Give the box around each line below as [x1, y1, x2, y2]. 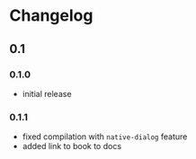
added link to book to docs [22, 141, 122, 152]
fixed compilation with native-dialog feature [22, 131, 188, 142]
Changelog [9, 5, 94, 26]
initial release [22, 88, 72, 99]
